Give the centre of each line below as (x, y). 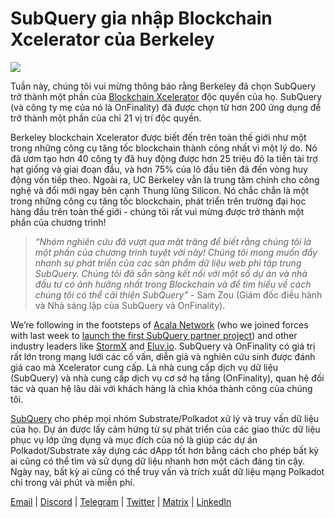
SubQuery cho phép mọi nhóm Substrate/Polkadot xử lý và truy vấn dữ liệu (165, 418)
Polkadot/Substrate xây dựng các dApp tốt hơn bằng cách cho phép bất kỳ (165, 450)
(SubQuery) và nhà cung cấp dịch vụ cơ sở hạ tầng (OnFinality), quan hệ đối (167, 378)
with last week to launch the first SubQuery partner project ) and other (154, 335)
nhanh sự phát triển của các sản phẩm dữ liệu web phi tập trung (168, 263)
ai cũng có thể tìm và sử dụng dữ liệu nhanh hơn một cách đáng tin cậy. (157, 461)
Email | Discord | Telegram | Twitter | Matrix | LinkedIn (121, 501)
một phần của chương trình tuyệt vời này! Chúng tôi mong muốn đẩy (176, 252)
